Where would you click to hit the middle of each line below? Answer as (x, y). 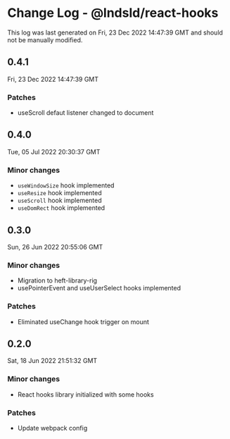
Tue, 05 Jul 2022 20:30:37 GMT (54, 152)
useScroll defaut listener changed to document (85, 113)
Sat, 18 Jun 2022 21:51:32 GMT (52, 361)
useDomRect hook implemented (61, 208)
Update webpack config (52, 428)
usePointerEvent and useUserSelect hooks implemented (99, 288)
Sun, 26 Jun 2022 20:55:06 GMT (55, 247)
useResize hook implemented (59, 193)
